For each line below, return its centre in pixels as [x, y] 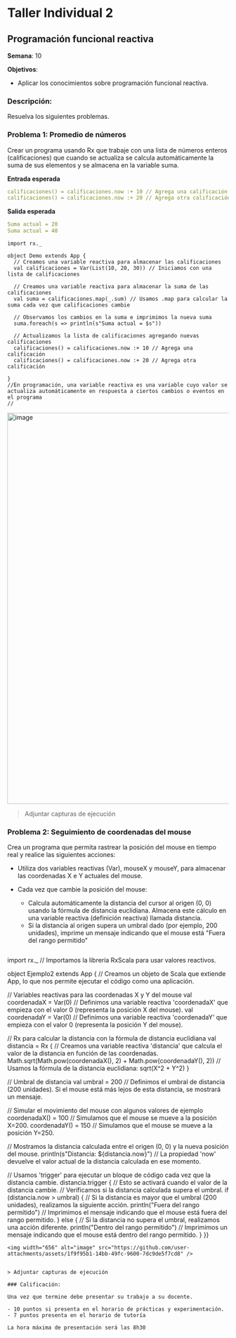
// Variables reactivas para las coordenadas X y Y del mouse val [100, 995]
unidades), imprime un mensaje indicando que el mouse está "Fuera [127, 933]
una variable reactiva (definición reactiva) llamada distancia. [115, 918]
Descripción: [30, 101]
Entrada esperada [34, 179]
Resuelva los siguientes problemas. [59, 117]
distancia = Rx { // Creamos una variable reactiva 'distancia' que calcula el [115, 1046]
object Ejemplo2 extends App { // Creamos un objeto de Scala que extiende [117, 974]
